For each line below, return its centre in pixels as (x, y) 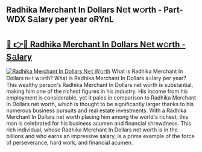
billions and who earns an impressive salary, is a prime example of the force (100, 136)
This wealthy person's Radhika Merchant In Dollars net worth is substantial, (100, 85)
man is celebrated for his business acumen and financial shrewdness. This (99, 123)
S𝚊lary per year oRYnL (71, 20)
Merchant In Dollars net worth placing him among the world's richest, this (97, 117)
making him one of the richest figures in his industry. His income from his (97, 91)
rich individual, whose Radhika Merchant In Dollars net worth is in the (92, 130)
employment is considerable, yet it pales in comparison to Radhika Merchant (101, 98)
